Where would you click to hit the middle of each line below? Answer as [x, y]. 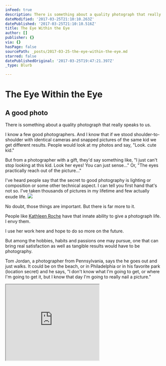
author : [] [16, 33]
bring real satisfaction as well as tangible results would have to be [73, 246]
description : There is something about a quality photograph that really [83, 14]
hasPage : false [21, 47]
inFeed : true [19, 10]
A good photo [27, 113]
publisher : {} [20, 38]
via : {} [13, 42]
